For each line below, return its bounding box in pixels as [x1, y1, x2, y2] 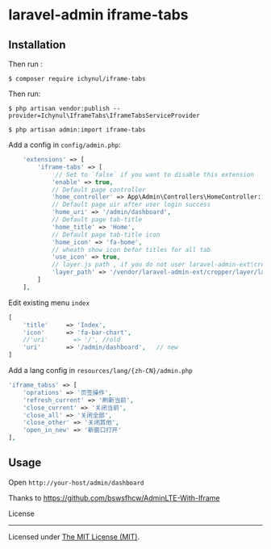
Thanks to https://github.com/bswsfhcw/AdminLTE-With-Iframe [8, 492, 220, 502]
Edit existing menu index [8, 297, 90, 308]
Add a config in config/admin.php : [8, 140, 121, 149]
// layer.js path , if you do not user [51, 261, 186, 269]
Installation [8, 38, 66, 52]
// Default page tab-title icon [51, 230, 161, 239]
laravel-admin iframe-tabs [8, 6, 189, 24]
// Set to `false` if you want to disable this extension [55, 170, 254, 178]
